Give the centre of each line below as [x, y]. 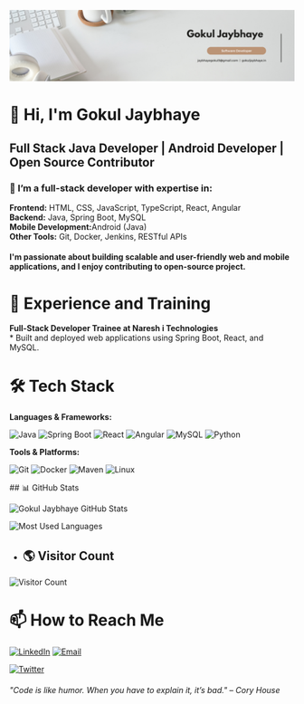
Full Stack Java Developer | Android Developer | [147, 148]
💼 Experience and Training [110, 303]
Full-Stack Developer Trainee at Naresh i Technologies [114, 328]
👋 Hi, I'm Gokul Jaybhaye [105, 115]
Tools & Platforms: [44, 452]
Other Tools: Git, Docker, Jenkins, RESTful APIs [98, 236]
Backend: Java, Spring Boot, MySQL [78, 217]
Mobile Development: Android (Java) [78, 226]
